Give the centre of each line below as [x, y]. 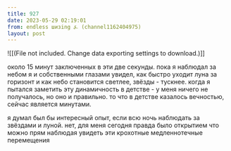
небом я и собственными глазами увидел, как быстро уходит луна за [112, 74]
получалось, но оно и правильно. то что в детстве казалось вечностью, [115, 97]
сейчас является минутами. [49, 104]
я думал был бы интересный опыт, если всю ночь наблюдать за [104, 118]
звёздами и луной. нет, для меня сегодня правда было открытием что [113, 125]
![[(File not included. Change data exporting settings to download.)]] [106, 53]
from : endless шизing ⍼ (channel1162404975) [74, 27]
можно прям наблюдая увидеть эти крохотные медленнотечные [105, 133]
